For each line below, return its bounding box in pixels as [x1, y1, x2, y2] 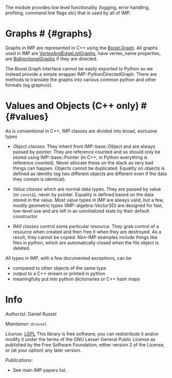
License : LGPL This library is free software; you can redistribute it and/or [5, 331, 159, 337]
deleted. [12, 245, 31, 251]
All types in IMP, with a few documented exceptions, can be [5, 255, 132, 261]
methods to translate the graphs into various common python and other [5, 77, 157, 83]
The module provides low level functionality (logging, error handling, [5, 5, 150, 10]
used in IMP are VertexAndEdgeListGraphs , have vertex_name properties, [5, 50, 161, 56]
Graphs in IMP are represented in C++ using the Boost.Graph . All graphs [5, 45, 158, 51]
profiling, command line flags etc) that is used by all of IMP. [5, 10, 131, 16]
